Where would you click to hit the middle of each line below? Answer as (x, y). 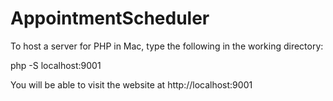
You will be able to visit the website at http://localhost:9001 (131, 84)
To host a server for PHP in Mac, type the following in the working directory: (167, 46)
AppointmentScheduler (110, 18)
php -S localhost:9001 (56, 65)
